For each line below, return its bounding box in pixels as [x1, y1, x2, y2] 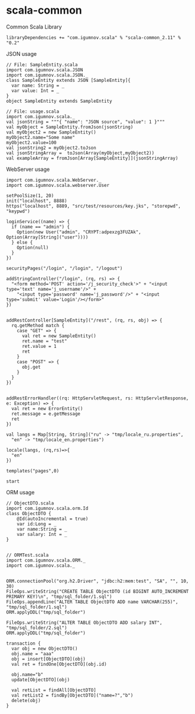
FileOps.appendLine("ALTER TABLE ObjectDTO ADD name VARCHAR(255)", [6, 599, 178, 605]
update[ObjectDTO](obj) [11, 677, 70, 683]
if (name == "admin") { [11, 224, 70, 230]
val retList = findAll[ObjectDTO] [11, 687, 96, 693]
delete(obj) [11, 697, 41, 703]
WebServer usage [6, 166, 50, 173]
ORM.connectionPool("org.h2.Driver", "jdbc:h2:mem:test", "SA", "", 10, [6, 578, 189, 584]
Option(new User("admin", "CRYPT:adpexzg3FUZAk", [17, 229, 142, 235]
